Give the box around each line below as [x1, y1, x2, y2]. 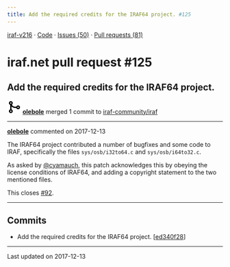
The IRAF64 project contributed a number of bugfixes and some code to [7, 140, 211, 148]
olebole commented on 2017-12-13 [7, 127, 106, 135]
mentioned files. [7, 175, 53, 184]
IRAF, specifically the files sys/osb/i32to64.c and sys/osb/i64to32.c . [7, 147, 202, 156]
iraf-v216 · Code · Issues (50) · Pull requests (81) [7, 31, 144, 39]
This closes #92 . [7, 188, 54, 197]
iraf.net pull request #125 [7, 55, 153, 70]
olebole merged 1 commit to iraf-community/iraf [22, 107, 158, 115]
